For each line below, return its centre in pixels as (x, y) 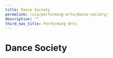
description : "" (22, 19)
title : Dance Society (28, 10)
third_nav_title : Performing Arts (41, 24)
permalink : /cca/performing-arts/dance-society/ (57, 14)
